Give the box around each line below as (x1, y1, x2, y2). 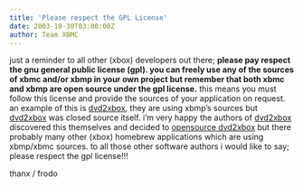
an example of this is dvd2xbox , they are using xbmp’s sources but (9, 103, 258, 114)
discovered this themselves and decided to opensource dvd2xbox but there (9, 122, 292, 133)
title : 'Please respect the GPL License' (9, 13, 168, 23)
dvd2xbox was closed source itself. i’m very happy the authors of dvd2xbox (9, 112, 292, 123)
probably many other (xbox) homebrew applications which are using (9, 132, 264, 143)
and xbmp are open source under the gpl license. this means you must (9, 83, 278, 95)
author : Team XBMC (9, 30, 79, 39)
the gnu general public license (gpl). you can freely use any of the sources (9, 64, 294, 75)
